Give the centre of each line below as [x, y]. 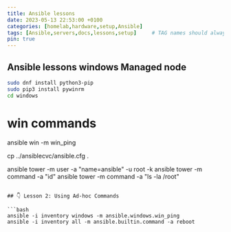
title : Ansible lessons [41, 13]
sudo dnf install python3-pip [51, 83]
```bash [18, 210]
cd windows [23, 96]
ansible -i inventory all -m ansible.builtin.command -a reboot [101, 222]
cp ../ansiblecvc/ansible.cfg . [48, 156]
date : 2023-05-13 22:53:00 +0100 [55, 20]
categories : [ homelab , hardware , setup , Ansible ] [75, 26]
